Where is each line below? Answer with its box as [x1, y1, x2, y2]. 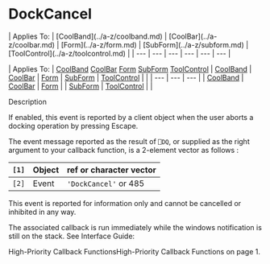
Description [8, 97, 47, 106]
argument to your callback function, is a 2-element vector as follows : [8, 145, 239, 155]
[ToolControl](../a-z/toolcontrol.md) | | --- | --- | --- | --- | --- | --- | [8, 48, 231, 58]
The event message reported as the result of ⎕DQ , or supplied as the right [8, 136, 250, 146]
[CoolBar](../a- [168, 31, 218, 41]
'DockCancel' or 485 [67, 178, 145, 189]
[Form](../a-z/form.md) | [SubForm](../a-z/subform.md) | [60, 39, 249, 49]
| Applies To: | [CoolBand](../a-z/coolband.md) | [8, 31, 168, 41]
